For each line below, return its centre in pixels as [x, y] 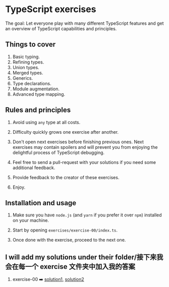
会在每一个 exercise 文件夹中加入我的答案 [70, 267]
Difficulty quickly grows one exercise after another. [66, 132]
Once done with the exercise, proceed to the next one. [69, 240]
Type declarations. [32, 83]
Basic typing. [26, 56]
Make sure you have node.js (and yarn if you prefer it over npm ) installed [87, 215]
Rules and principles [38, 110]
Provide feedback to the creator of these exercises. [66, 177]
